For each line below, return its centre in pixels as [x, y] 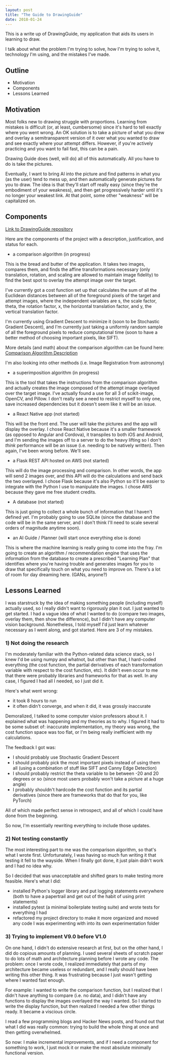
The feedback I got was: [31, 747]
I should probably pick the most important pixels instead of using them [86, 762]
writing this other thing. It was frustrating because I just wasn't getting [79, 975]
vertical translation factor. [32, 311]
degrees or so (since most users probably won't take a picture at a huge [88, 778]
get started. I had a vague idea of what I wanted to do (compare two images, [85, 613]
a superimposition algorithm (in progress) [56, 372]
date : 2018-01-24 [24, 19]
